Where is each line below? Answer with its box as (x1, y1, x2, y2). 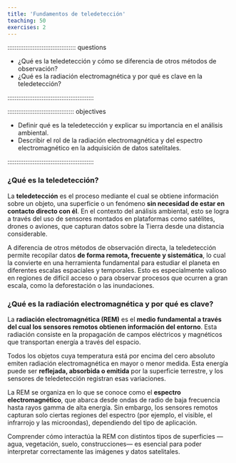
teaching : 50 (7, 17, 46, 24)
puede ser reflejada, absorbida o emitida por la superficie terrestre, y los (7, 366, 223, 375)
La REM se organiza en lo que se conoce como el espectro (7, 387, 182, 396)
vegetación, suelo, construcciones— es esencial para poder (25, 439, 202, 448)
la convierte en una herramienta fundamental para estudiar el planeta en (7, 258, 220, 267)
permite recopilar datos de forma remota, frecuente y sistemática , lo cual (7, 251, 226, 259)
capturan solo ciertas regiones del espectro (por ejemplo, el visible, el (7, 410, 212, 419)
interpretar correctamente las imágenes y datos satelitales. (7, 447, 180, 456)
